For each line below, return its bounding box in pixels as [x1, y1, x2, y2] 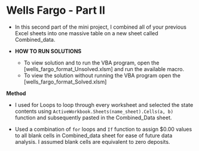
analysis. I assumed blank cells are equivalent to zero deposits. [14, 138, 170, 145]
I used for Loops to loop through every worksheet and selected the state [14, 101, 194, 108]
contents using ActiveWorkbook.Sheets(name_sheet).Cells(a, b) [14, 107, 174, 115]
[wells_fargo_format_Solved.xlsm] [23, 78, 107, 85]
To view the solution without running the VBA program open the [23, 72, 181, 79]
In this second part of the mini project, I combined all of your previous [14, 23, 187, 30]
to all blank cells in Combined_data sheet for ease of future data [14, 132, 173, 139]
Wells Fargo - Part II [6, 4, 106, 17]
